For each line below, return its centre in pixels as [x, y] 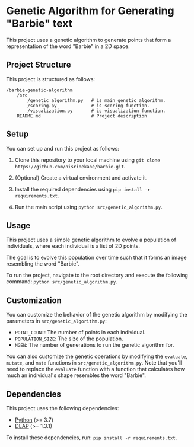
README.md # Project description [82, 116]
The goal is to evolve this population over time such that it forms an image [96, 258]
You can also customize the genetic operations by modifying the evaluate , [97, 356]
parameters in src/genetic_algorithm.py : [56, 321]
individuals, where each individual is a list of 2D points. [73, 246]
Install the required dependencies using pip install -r [82, 189]
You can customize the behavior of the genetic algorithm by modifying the [97, 315]
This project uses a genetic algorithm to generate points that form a [89, 40]
